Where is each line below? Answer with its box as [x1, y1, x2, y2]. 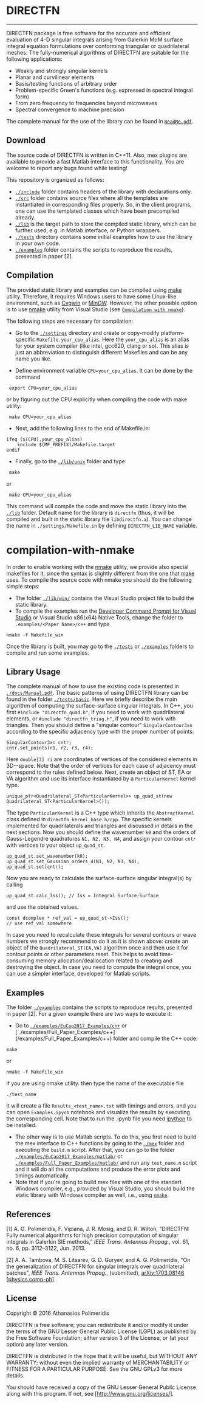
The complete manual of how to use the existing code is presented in [6, 683, 179, 690]
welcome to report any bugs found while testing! [6, 164, 127, 171]
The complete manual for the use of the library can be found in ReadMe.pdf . [6, 117, 194, 125]
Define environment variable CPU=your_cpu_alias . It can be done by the [15, 367, 193, 374]
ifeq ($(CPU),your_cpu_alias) [6, 436, 83, 443]
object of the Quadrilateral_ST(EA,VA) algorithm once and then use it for [6, 944, 188, 951]
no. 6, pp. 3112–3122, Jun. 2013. [6, 1244, 86, 1252]
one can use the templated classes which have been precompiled [15, 207, 180, 215]
